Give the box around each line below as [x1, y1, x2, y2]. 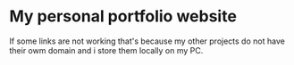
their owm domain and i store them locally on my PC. [9, 45, 204, 55]
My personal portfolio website [9, 6, 237, 27]
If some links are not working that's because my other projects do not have [9, 36, 286, 46]
